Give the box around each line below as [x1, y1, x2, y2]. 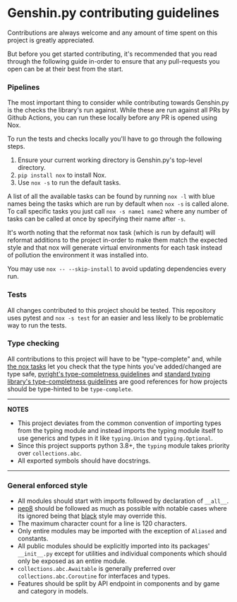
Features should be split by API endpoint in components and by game [17, 579, 220, 588]
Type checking [7, 338, 60, 348]
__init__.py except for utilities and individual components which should [17, 550, 227, 558]
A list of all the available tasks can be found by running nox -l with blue [7, 192, 215, 201]
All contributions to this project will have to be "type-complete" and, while [7, 354, 222, 363]
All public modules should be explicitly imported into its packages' [17, 542, 210, 550]
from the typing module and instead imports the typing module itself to [17, 426, 224, 434]
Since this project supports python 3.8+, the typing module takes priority [17, 441, 230, 450]
